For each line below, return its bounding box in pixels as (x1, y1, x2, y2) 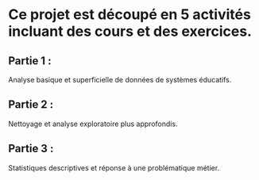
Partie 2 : (8, 98, 54, 112)
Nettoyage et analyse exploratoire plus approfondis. (8, 119, 178, 128)
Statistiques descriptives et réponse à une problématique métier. (8, 163, 220, 172)
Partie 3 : (8, 142, 54, 155)
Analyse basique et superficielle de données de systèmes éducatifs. (8, 75, 232, 84)
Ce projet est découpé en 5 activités (8, 6, 252, 24)
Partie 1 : (8, 54, 52, 67)
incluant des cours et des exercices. (8, 22, 253, 40)
